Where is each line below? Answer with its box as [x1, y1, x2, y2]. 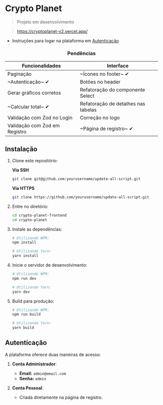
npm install [12, 240, 36, 245]
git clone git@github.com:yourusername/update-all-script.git [12, 177, 141, 182]
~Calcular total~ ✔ [7, 103, 49, 110]
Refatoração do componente [80, 86, 146, 93]
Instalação [5, 145, 38, 153]
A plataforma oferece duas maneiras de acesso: [5, 352, 101, 357]
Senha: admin [19, 375, 47, 381]
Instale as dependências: [12, 226, 62, 232]
